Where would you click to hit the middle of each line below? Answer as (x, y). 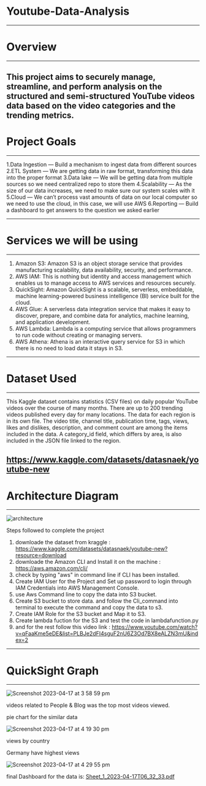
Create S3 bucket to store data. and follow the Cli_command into (97, 601)
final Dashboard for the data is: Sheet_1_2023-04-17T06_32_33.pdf (90, 777)
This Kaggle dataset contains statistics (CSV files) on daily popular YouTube (102, 402)
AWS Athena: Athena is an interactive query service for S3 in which (100, 342)
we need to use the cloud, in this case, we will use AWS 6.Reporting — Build (102, 204)
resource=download (41, 555)
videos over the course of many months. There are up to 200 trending (95, 408)
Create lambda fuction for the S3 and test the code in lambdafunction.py (107, 620)
